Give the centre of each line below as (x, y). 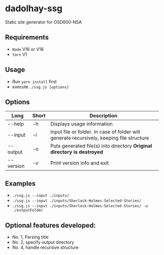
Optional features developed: (51, 225)
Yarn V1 (20, 54)
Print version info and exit (80, 163)
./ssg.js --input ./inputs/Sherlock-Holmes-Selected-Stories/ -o (80, 206)
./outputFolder (28, 211)
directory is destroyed (77, 152)
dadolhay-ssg (34, 9)
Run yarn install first (34, 82)
